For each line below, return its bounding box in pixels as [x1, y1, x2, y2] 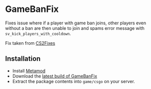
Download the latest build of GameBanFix [12, 73, 97, 79]
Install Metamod [12, 68, 46, 74]
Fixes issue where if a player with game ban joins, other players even [5, 20, 147, 26]
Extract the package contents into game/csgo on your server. [12, 78, 135, 84]
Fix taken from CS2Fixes [5, 40, 56, 46]
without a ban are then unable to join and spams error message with [5, 25, 145, 31]
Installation [5, 55, 41, 63]
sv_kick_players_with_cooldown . [5, 30, 71, 36]
